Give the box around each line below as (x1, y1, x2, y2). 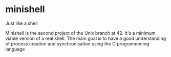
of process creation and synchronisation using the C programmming (5, 40, 149, 46)
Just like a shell (5, 20, 38, 26)
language (5, 46, 25, 52)
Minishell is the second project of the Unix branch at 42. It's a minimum (5, 30, 156, 36)
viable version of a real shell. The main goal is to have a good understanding (5, 35, 166, 41)
